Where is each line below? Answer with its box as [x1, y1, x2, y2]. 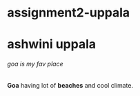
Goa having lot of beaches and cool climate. [7, 81, 133, 89]
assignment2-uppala [7, 5, 130, 21]
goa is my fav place [7, 59, 63, 68]
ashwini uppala [7, 37, 97, 52]
